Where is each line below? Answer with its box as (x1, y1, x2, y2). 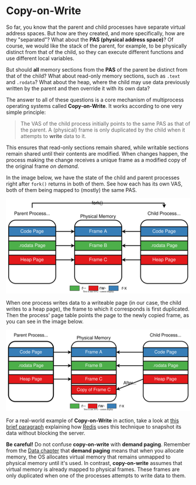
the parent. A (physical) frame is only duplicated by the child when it (20, 126, 185, 133)
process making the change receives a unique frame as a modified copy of (6, 156, 187, 163)
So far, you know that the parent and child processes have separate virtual (6, 23, 185, 31)
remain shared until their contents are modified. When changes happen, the (6, 150, 188, 157)
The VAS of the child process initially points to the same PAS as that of (20, 120, 191, 127)
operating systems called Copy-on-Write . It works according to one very (6, 102, 183, 109)
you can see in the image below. (6, 318, 84, 325)
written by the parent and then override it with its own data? (6, 85, 150, 92)
